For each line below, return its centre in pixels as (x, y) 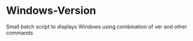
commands (20, 32)
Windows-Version (51, 11)
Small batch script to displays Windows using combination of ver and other (97, 27)
